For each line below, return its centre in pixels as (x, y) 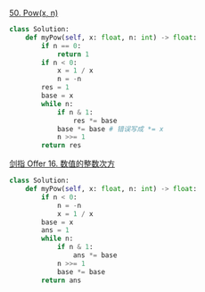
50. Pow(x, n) (34, 13)
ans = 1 (55, 230)
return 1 (73, 54)
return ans (61, 280)
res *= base (95, 121)
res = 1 (55, 88)
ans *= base (95, 255)
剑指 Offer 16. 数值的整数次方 (62, 163)
